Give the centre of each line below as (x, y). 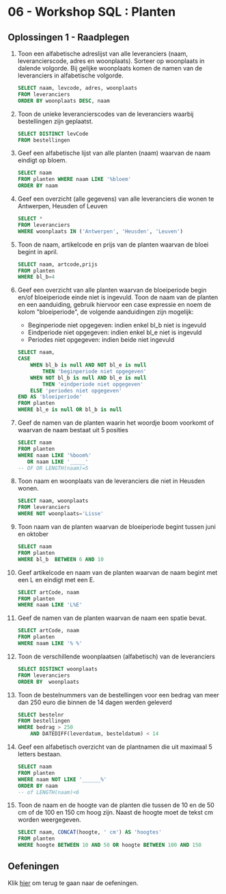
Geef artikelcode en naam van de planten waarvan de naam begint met (117, 572)
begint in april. (38, 251)
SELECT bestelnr (41, 715)
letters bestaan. (40, 754)
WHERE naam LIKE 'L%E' (50, 605)
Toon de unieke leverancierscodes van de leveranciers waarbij (105, 114)
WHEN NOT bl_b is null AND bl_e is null (88, 377)
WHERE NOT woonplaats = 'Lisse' (61, 514)
